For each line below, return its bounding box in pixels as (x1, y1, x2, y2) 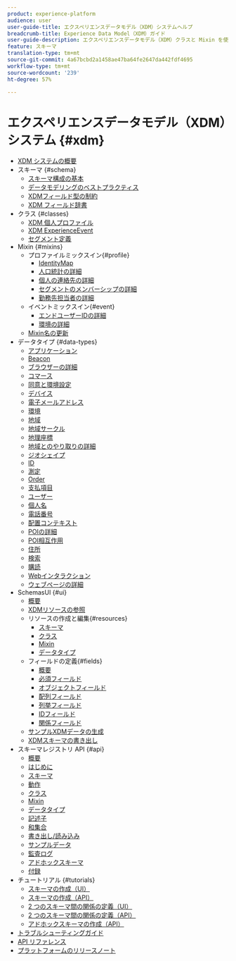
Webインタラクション (27, 571, 91, 580)
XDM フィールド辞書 (27, 201, 88, 209)
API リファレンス (17, 938, 67, 946)
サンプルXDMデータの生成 (27, 727, 104, 736)
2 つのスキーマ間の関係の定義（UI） (27, 903, 133, 911)
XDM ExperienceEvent (27, 226, 93, 235)
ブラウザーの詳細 (27, 363, 78, 371)
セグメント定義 (27, 235, 72, 243)
